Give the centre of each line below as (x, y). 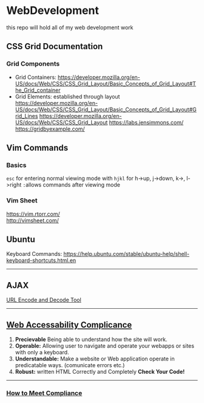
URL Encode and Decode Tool (44, 300)
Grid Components (33, 64)
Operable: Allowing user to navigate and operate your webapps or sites (104, 346)
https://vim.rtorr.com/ (33, 214)
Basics (16, 165)
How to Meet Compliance (44, 393)
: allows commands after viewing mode (71, 185)
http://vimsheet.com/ (32, 220)
